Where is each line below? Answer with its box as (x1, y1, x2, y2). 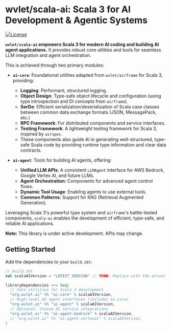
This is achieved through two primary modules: (5, 62, 105, 68)
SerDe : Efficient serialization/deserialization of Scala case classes (20, 103, 160, 109)
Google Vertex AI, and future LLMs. (20, 172, 94, 179)
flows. (20, 183, 34, 189)
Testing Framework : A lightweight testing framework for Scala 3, (20, 125, 157, 131)
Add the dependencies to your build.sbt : (5, 258, 93, 265)
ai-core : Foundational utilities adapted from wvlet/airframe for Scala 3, (12, 72, 163, 78)
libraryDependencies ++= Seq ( (5, 282, 70, 288)
